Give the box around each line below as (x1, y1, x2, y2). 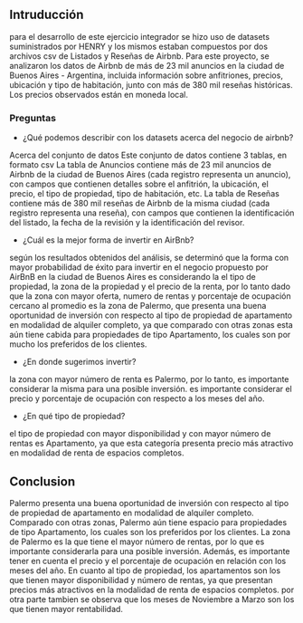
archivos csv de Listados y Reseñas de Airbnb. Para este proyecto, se (9, 50, 270, 62)
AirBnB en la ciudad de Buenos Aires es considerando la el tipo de (9, 272, 256, 283)
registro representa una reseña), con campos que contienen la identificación (9, 207, 295, 218)
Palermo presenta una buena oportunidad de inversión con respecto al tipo (9, 497, 289, 508)
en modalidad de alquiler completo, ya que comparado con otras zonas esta (9, 320, 293, 331)
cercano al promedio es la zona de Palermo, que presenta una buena (9, 301, 267, 311)
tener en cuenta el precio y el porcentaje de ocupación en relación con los (9, 555, 287, 566)
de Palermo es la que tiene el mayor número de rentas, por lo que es (9, 536, 265, 547)
